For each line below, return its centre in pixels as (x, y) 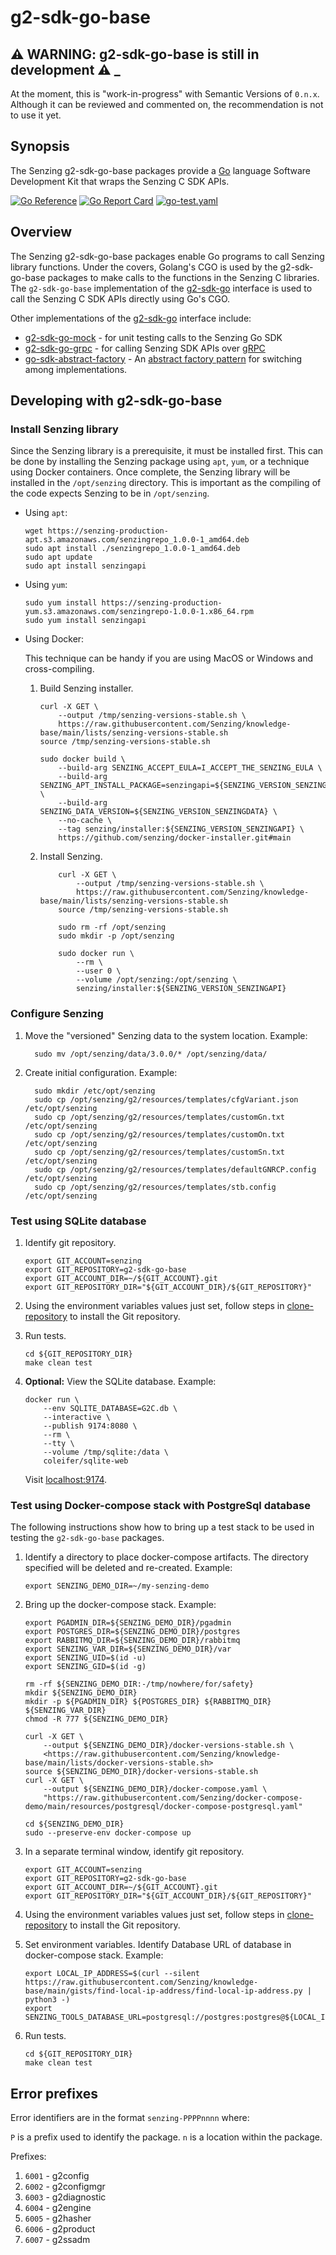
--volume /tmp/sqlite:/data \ (106, 1452)
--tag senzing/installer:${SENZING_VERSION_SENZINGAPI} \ (181, 829)
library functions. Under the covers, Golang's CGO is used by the (144, 267)
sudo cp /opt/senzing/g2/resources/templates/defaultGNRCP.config (175, 1169)
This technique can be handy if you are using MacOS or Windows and (169, 658)
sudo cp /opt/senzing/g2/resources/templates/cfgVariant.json (166, 1099)
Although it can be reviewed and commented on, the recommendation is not (167, 104)
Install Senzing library (64, 429)
